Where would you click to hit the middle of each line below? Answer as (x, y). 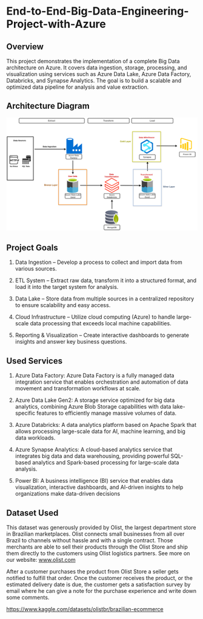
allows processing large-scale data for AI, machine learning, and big (100, 431)
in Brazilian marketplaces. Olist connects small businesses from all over (95, 534)
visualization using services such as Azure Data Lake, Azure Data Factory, (99, 74)
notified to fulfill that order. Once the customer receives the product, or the (99, 578)
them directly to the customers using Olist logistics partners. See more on (98, 553)
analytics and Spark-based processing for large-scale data (106, 463)
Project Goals (32, 247)
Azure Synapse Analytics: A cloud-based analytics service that (94, 450)
